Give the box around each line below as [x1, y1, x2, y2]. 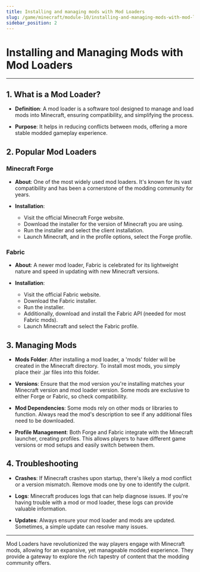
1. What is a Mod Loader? [6, 89, 101, 99]
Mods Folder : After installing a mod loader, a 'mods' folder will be [14, 356, 176, 363]
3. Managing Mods [6, 340, 77, 350]
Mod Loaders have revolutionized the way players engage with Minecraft [6, 540, 185, 547]
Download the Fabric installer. [23, 297, 97, 305]
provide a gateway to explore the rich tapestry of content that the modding [6, 553, 189, 560]
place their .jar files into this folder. [14, 368, 100, 376]
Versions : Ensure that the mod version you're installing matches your [14, 380, 185, 387]
